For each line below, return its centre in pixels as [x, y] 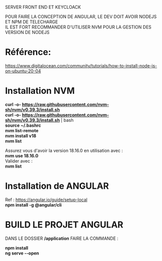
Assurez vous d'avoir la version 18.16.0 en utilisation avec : [64, 150]
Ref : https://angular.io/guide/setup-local [46, 200]
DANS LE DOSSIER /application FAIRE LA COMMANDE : [62, 238]
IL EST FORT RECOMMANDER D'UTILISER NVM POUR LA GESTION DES [78, 27]
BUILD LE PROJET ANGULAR [64, 225]
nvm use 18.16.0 [22, 156]
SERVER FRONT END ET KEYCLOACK [43, 7]
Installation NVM [40, 91]
